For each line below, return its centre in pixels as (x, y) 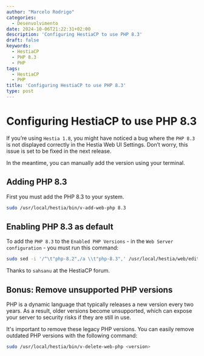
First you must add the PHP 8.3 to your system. (65, 197)
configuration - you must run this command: (63, 248)
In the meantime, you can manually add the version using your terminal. (96, 162)
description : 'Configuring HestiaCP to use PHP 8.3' (74, 35)
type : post (20, 91)
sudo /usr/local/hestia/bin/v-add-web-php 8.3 (66, 208)
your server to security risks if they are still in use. (69, 317)
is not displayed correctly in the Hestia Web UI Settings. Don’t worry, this (97, 144)
